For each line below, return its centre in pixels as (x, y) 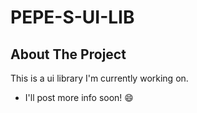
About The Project (68, 54)
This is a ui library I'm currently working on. (99, 78)
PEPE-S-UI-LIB (72, 17)
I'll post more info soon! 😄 (79, 97)
